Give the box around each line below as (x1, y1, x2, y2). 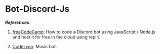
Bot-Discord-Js (5, 3, 70, 15)
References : (5, 19, 31, 25)
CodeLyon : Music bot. (12, 43, 57, 49)
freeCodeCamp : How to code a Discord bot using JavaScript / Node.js (12, 29, 156, 35)
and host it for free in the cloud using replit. (12, 34, 100, 40)
